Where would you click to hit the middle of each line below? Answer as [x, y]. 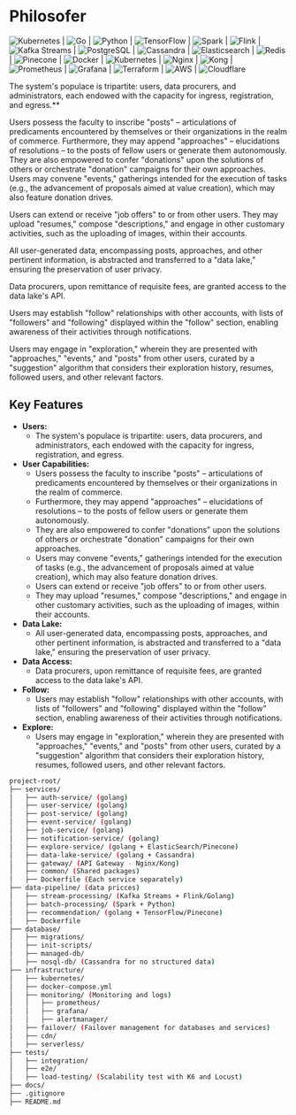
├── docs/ [27, 1086]
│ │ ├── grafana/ [49, 1011]
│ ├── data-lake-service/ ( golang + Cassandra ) [102, 855]
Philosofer [48, 16]
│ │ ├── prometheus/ [55, 1003]
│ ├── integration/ [49, 1061]
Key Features [46, 405]
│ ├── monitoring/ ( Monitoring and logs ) [91, 995]
